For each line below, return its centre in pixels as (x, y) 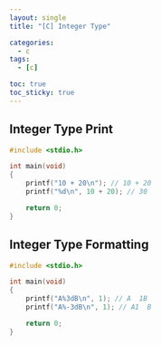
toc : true (28, 84)
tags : (19, 60)
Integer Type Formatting (79, 245)
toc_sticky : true (42, 92)
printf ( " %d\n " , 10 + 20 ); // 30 (86, 192)
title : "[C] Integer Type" (60, 26)
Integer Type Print (62, 129)
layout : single (38, 18)
